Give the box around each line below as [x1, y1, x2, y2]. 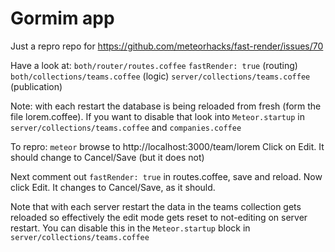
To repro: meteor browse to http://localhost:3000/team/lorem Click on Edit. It [10, 140, 325, 152]
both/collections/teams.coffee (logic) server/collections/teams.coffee [10, 70, 311, 82]
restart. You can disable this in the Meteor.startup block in [10, 222, 251, 234]
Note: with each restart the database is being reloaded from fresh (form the [10, 100, 322, 112]
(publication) [10, 80, 63, 92]
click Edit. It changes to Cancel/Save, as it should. [10, 181, 216, 193]
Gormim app [10, 7, 115, 30]
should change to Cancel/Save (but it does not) [10, 151, 205, 163]
